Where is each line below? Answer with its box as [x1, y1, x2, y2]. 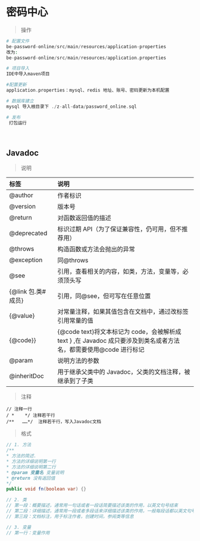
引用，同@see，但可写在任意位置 [57, 292, 151, 301]
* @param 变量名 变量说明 [6, 470, 64, 476]
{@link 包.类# [9, 287, 46, 296]
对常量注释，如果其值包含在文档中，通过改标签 [57, 308, 189, 316]
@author [9, 191, 34, 199]
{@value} [9, 312, 35, 320]
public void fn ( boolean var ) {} [6, 486, 86, 492]
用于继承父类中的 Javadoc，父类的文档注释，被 [57, 368, 190, 376]
